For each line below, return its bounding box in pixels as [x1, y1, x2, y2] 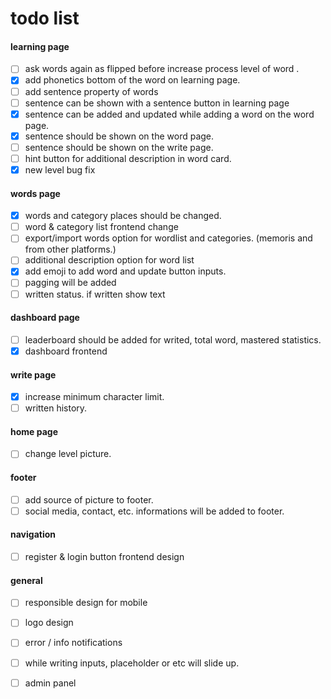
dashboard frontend [24, 345, 108, 357]
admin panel [24, 677, 77, 689]
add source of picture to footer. [24, 493, 154, 506]
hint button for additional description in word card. [24, 152, 232, 164]
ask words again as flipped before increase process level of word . [24, 63, 300, 75]
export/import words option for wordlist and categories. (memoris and [24, 232, 313, 244]
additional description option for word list [24, 254, 195, 266]
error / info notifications [24, 637, 123, 649]
